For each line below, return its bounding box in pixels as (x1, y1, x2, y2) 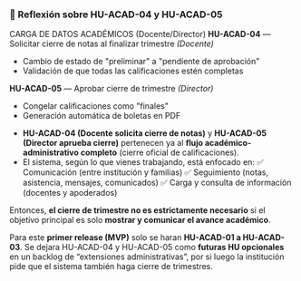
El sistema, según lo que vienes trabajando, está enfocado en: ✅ (22, 157, 265, 168)
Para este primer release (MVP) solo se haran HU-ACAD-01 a (9, 232, 242, 243)
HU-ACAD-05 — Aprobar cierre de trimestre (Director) (9, 83, 214, 94)
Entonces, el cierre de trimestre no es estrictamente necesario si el (9, 205, 266, 216)
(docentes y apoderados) (22, 188, 118, 199)
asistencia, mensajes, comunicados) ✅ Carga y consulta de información (22, 177, 292, 189)
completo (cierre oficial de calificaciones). (80, 147, 239, 158)
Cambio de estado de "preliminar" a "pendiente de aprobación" (22, 56, 260, 67)
